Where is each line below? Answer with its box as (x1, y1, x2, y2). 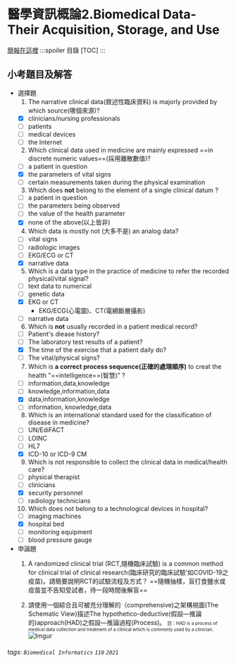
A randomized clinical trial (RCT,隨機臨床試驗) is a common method (27, 560, 224, 568)
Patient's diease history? (27, 329, 100, 338)
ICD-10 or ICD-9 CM (27, 450, 87, 458)
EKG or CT (27, 297, 59, 306)
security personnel (27, 488, 83, 497)
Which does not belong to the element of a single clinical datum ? (27, 186, 218, 194)
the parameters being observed (27, 201, 120, 210)
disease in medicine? (27, 418, 89, 427)
